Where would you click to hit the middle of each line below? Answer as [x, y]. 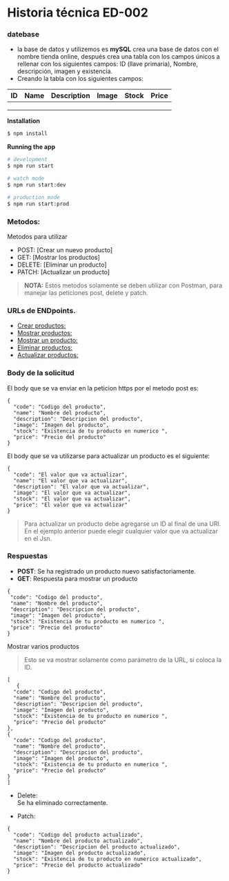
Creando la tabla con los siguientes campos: [80, 79]
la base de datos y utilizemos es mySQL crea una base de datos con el [118, 49]
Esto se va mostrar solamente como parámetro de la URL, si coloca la [123, 660]
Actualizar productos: [48, 355]
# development [28, 160]
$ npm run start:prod [38, 204]
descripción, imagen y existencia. [65, 71]
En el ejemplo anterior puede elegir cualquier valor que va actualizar [121, 531]
